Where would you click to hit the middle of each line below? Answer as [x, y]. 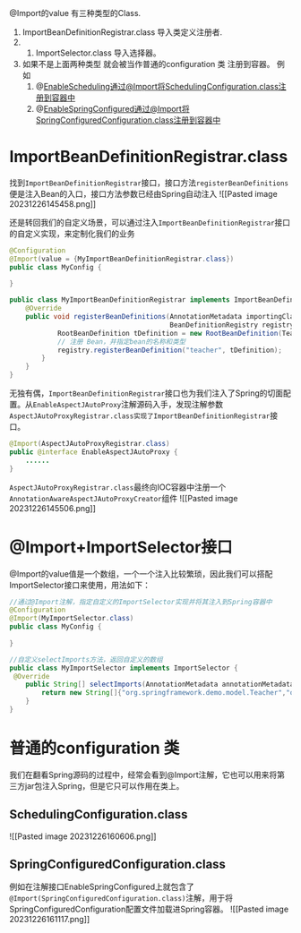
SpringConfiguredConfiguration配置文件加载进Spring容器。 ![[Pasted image [149, 909]
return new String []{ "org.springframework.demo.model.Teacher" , [164, 693]
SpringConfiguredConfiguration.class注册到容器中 [128, 120]
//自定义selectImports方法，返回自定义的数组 [86, 659]
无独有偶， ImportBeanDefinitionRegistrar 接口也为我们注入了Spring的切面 [146, 393]
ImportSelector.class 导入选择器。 [98, 53]
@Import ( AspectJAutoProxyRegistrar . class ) [90, 444]
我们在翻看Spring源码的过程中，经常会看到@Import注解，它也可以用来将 [143, 775]
